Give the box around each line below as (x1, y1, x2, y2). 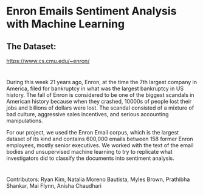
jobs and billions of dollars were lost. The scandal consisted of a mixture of (6, 104, 194, 111)
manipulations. (6, 117, 43, 125)
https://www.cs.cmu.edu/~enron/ (6, 58, 90, 64)
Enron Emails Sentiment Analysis (6, 4, 177, 18)
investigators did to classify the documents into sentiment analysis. (6, 154, 174, 162)
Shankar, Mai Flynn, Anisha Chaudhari (6, 182, 102, 190)
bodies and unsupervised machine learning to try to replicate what (6, 148, 173, 156)
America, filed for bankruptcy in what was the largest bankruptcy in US (6, 85, 184, 92)
